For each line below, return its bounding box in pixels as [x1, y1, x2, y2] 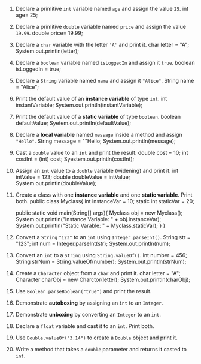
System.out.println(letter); [15, 47, 80, 55]
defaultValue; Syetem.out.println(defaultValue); [15, 119, 131, 127]
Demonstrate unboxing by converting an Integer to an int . [15, 311, 161, 318]
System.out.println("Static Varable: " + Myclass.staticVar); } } [15, 222, 166, 229]
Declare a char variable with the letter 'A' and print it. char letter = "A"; [15, 41, 190, 48]
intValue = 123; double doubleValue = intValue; [15, 173, 130, 181]
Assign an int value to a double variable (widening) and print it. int [15, 167, 179, 174]
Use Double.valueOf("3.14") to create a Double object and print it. [15, 334, 178, 341]
